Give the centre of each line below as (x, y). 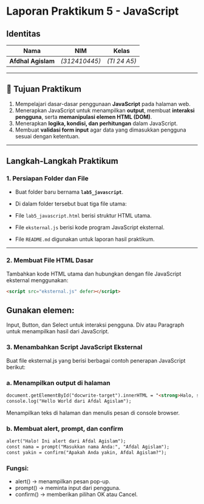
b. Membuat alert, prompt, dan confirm (65, 428)
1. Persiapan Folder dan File (48, 179)
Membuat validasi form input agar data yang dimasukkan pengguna (100, 130)
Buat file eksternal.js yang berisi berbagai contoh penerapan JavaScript (96, 360)
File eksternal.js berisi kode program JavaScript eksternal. (90, 227)
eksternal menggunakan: (37, 280)
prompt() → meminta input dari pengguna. (68, 488)
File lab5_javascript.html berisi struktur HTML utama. (83, 215)
